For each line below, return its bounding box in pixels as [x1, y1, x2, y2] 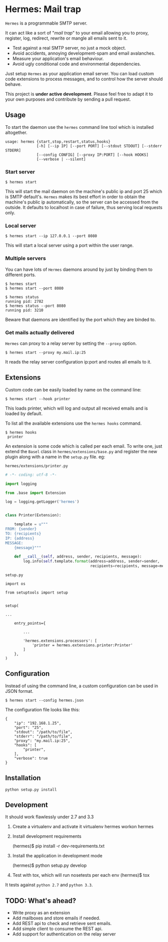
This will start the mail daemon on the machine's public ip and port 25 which [5, 189, 162, 195]
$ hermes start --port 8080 [5, 286, 64, 291]
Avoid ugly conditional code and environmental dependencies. [12, 61, 141, 67]
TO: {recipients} [5, 531, 41, 536]
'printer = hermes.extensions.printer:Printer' [31, 643, 133, 648]
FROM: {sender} [5, 526, 37, 531]
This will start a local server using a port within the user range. [5, 242, 134, 249]
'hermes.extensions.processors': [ [23, 638, 97, 643]
